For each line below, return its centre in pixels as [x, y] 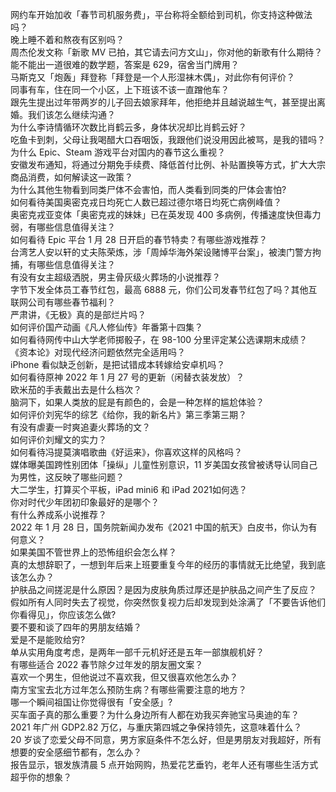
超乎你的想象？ [41, 777]
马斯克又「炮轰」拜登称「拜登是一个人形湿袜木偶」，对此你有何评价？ [152, 77]
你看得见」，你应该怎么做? [63, 614]
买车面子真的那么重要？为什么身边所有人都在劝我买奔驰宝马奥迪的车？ [155, 714]
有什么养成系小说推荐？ [58, 514]
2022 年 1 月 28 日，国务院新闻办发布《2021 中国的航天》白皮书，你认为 [159, 527]
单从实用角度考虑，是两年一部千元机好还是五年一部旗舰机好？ [137, 652]
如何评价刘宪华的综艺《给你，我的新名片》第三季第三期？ [128, 414]
